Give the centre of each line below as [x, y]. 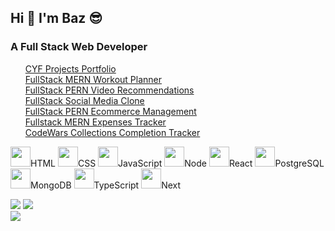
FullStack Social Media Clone [84, 100]
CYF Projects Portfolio [70, 68]
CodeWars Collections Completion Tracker [112, 132]
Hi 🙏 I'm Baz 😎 [56, 18]
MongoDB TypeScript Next [106, 185]
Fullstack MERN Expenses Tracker [95, 122]
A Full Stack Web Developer [79, 47]
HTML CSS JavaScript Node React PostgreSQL [177, 163]
